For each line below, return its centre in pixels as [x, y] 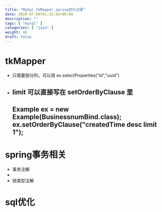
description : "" [22, 19]
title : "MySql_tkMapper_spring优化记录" [45, 10]
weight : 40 [16, 32]
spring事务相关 [36, 154]
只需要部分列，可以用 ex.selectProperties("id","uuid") [66, 75]
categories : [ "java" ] [29, 28]
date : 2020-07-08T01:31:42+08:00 [39, 14]
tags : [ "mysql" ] [24, 23]
